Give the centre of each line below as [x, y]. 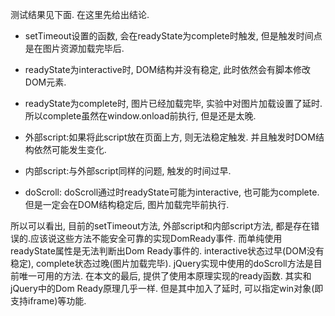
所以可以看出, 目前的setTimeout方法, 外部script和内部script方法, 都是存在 [161, 226]
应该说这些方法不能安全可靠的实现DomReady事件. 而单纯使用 [156, 238]
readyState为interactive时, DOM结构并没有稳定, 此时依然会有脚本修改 [168, 69]
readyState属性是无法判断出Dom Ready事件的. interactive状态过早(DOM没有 [167, 251]
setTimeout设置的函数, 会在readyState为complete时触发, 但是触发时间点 [173, 36]
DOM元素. [45, 82]
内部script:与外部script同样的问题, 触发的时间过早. [128, 171]
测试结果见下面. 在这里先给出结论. [80, 14]
